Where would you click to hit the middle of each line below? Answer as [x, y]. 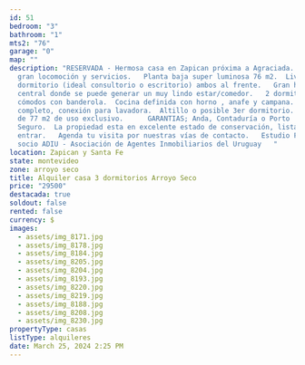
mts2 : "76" [30, 43]
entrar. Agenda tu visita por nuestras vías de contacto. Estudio [154, 136]
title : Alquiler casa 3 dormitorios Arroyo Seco [103, 178]
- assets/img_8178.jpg [60, 245]
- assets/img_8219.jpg [60, 295]
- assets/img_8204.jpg [60, 271]
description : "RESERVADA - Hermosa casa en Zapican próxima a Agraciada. [152, 69]
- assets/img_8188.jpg [60, 304]
